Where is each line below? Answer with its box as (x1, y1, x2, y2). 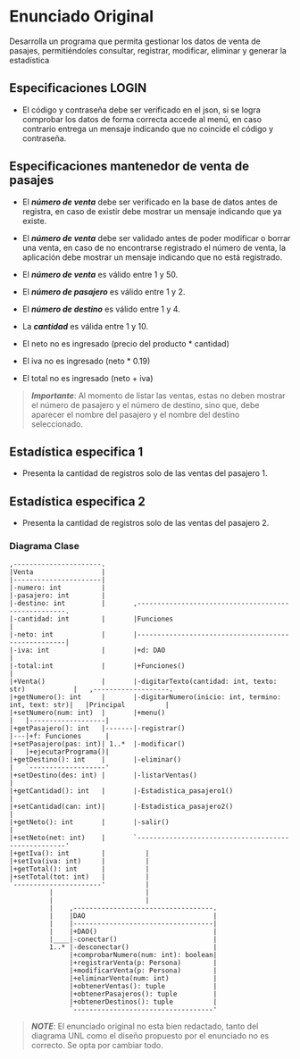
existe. (21, 215, 47, 226)
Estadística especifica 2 (9, 494, 146, 509)
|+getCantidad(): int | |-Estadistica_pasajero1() (9, 787, 234, 796)
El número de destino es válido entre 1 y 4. (21, 304, 180, 314)
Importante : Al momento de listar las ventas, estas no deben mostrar (30, 390, 286, 401)
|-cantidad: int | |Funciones (9, 614, 174, 624)
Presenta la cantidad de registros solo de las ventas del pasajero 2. (21, 518, 270, 529)
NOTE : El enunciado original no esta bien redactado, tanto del (30, 1021, 259, 1032)
